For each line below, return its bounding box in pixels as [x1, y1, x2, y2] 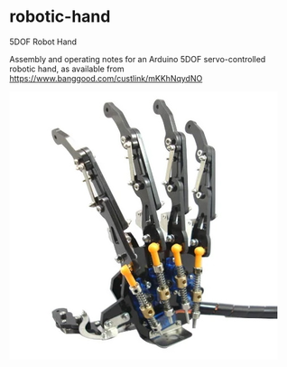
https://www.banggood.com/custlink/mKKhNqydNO [9, 72, 203, 83]
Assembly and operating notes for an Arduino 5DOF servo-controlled [9, 53, 266, 64]
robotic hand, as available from [9, 63, 125, 74]
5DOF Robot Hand [9, 36, 78, 47]
